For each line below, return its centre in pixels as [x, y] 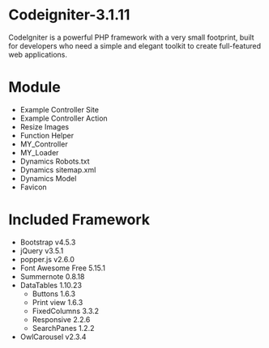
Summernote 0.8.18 [52, 276]
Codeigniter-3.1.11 [69, 15]
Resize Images [45, 126]
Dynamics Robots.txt [55, 161]
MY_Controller [44, 144]
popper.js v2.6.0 [47, 259]
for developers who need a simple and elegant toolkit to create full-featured [135, 45]
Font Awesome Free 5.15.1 [62, 268]
